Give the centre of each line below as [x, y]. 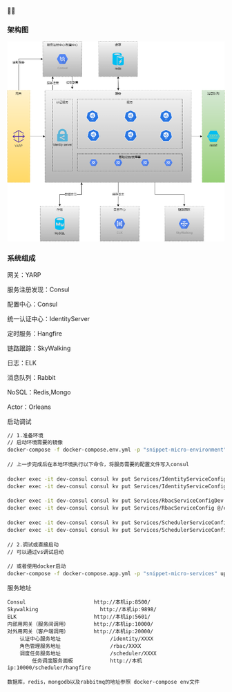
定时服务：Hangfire [35, 333]
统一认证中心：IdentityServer [49, 318]
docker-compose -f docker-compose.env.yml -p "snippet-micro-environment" [117, 450]
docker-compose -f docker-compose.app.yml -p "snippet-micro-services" [112, 574]
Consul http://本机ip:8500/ [79, 602]
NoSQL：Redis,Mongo [39, 392]
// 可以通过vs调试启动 [36, 552]
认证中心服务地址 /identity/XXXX [87, 639]
